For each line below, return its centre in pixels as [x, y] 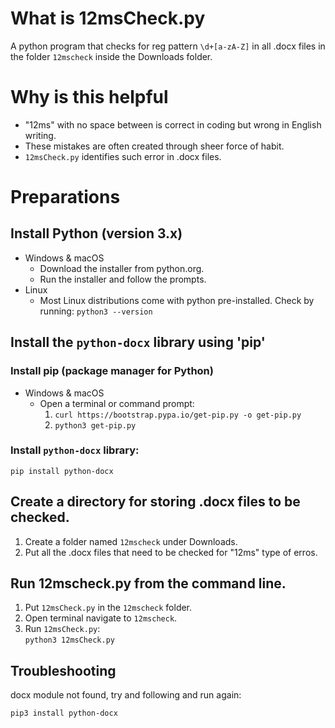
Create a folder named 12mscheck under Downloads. [131, 541]
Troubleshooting [63, 670]
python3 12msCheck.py [69, 640]
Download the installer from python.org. [122, 268]
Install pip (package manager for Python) [112, 371]
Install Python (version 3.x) [96, 233]
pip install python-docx [62, 471]
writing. [40, 135]
